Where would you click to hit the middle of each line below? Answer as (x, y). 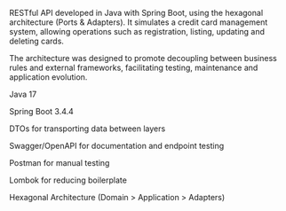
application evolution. (48, 77)
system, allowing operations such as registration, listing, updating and (137, 31)
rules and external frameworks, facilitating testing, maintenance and (134, 67)
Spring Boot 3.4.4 (41, 111)
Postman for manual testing (60, 163)
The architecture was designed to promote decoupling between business (143, 58)
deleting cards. (37, 41)
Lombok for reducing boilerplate (68, 180)
